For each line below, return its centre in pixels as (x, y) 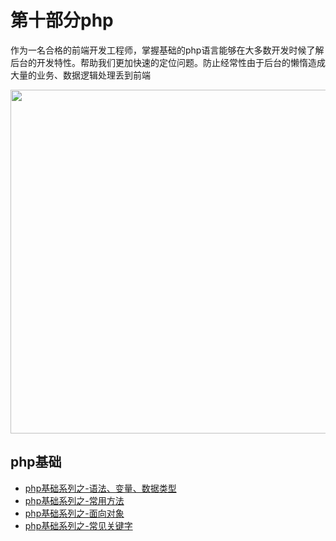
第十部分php (62, 20)
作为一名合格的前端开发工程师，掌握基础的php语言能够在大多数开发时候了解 (167, 50)
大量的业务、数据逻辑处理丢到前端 (80, 75)
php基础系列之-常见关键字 (78, 525)
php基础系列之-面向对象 (74, 513)
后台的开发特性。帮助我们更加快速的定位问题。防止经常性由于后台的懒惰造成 (168, 62)
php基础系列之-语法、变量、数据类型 (100, 488)
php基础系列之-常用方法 (74, 500)
